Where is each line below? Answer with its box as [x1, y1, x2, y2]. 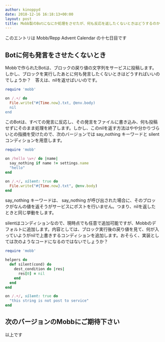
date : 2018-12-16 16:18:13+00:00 [5, 12, 74, 17]
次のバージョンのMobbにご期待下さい [5, 318, 120, 326]
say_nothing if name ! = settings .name [9, 161, 89, 166]
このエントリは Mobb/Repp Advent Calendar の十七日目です [5, 35, 127, 41]
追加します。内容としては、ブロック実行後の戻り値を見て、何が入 [26, 226, 160, 232]
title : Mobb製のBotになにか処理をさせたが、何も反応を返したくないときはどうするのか [5, 21, 161, 26]
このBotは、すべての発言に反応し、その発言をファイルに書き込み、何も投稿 [5, 119, 158, 125]
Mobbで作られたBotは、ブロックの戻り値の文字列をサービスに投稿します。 [5, 65, 157, 71]
